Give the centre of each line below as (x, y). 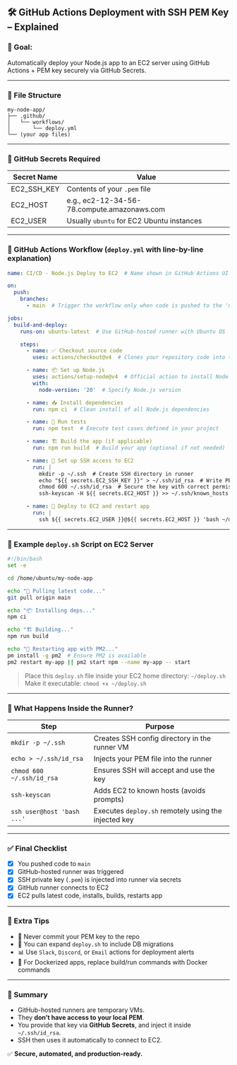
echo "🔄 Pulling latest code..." (56, 591)
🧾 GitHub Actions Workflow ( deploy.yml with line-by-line (105, 250)
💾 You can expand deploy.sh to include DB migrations (96, 944)
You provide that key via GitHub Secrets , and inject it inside (104, 1025)
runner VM (111, 747)
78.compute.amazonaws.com (116, 209)
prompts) (109, 799)
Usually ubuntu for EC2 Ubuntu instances (134, 221)
